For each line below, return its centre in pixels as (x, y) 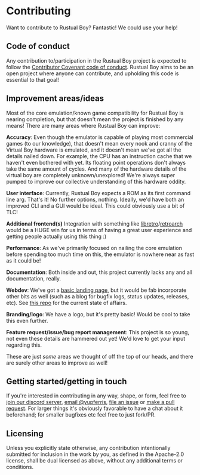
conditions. (20, 467)
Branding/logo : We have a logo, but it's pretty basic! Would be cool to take (98, 314)
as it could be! (24, 260)
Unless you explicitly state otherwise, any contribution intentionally (88, 448)
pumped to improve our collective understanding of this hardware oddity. (96, 181)
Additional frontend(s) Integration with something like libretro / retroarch (95, 223)
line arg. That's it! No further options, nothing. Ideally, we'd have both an (95, 199)
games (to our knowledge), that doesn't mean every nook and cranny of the (99, 143)
